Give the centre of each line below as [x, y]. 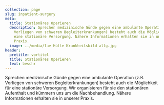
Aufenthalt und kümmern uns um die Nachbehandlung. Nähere [68, 93]
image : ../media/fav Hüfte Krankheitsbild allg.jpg [63, 46]
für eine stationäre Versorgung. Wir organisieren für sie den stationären [77, 88]
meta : [10, 18]
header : [13, 50]
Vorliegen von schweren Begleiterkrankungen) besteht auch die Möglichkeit [81, 83]
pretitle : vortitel [29, 55]
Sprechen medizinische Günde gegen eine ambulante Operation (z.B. [75, 78]
